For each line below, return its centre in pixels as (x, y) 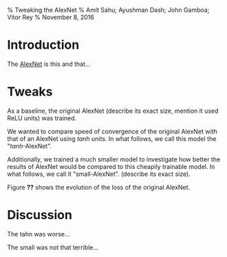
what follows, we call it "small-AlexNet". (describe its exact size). (99, 174)
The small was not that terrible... (53, 247)
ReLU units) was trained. (42, 118)
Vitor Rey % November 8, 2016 (51, 17)
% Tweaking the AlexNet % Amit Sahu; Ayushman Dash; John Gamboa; (108, 10)
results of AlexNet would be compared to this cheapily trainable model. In (111, 166)
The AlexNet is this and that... (49, 64)
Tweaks (30, 92)
